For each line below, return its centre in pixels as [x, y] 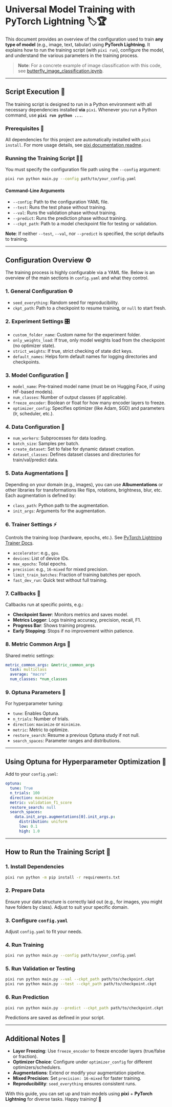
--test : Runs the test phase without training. [59, 207]
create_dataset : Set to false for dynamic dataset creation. [73, 449]
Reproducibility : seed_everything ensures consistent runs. [74, 1084]
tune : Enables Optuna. [36, 713]
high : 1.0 [29, 831]
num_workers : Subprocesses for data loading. [60, 438]
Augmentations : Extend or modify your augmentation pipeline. [79, 1073]
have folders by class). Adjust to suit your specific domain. [67, 907]
